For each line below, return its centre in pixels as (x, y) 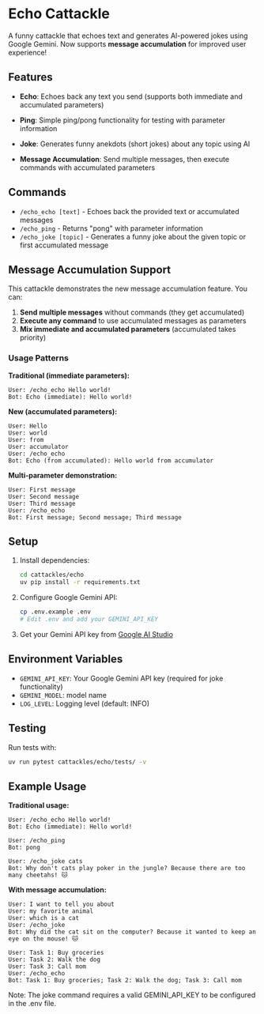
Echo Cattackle (59, 14)
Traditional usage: (39, 805)
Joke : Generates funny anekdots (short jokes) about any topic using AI (135, 144)
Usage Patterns (39, 358)
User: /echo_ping (37, 841)
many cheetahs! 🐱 (38, 875)
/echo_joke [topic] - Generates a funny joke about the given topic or (133, 236)
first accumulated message (64, 245)
